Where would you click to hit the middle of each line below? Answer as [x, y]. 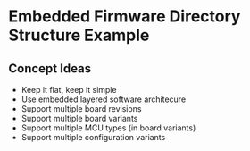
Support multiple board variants [79, 118]
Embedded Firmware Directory [125, 17]
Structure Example [79, 35]
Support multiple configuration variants [93, 137]
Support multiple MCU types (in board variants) [108, 128]
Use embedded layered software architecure [104, 99]
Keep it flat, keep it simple [69, 90]
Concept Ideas [50, 68]
